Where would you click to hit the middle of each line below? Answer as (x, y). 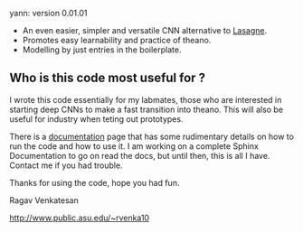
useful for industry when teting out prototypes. (96, 119)
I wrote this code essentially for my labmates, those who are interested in (146, 99)
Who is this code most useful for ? (108, 78)
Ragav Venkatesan (44, 200)
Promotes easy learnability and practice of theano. (117, 40)
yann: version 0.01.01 (48, 13)
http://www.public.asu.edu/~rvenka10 (80, 218)
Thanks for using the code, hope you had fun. (95, 182)
